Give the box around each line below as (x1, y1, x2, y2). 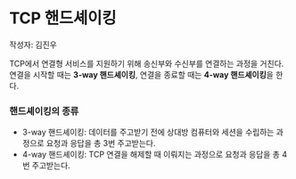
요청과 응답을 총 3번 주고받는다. (45, 138, 156, 149)
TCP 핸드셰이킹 (9, 8, 118, 28)
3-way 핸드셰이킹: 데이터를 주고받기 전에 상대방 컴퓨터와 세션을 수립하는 (21, 126, 275, 138)
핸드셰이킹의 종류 (9, 104, 79, 117)
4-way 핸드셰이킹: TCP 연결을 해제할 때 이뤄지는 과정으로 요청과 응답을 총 (21, 149, 281, 160)
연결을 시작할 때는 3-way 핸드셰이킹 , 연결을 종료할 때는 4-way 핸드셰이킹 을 (9, 69, 274, 80)
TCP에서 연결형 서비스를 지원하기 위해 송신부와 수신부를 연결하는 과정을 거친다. (9, 58, 284, 69)
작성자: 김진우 (9, 39, 58, 50)
